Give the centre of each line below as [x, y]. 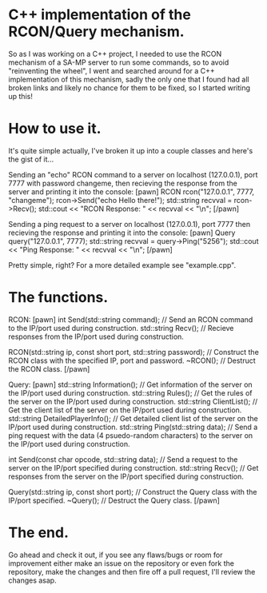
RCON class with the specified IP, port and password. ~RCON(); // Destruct [132, 360]
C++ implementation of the [100, 15]
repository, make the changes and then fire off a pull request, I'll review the [132, 571]
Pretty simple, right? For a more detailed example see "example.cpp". [122, 265]
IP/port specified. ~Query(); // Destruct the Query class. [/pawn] [114, 500]
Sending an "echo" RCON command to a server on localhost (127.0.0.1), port [133, 174]
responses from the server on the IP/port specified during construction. [126, 476]
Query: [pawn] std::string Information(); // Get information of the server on [131, 384]
